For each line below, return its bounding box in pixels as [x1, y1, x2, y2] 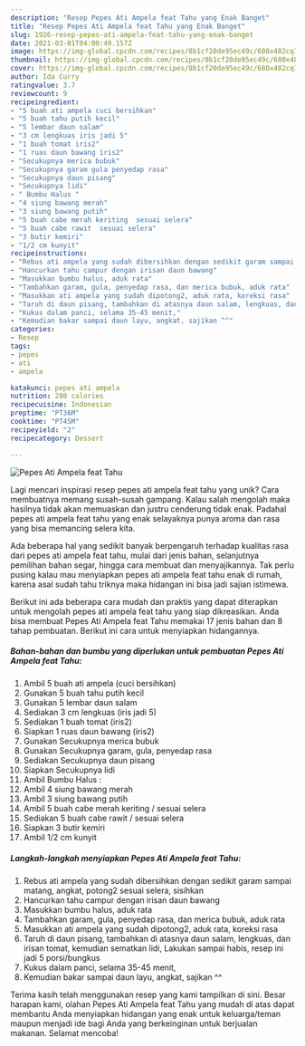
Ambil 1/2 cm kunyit [23, 832, 98, 843]
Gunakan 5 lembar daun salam [23, 697, 138, 708]
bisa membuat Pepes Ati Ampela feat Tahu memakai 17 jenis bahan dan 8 [10, 615, 283, 626]
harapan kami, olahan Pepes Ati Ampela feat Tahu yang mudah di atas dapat [10, 999, 295, 1010]
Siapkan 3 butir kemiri [23, 822, 105, 833]
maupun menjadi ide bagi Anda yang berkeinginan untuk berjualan [10, 1018, 258, 1029]
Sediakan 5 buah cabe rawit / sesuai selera [23, 812, 185, 824]
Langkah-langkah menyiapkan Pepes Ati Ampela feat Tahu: [10, 853, 242, 864]
